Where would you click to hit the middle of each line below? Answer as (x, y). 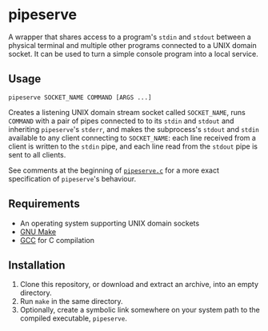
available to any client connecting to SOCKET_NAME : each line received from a (132, 138)
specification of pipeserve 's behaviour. (72, 178)
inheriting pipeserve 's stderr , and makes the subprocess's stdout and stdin (134, 129)
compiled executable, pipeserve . (74, 318)
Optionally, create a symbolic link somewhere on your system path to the (140, 310)
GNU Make (38, 231)
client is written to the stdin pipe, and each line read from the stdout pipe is (133, 146)
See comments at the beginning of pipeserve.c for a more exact (114, 170)
